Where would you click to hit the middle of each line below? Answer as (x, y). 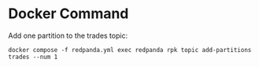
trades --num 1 (33, 57)
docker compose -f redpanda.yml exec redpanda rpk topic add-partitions (130, 50)
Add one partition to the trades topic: (68, 35)
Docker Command (68, 14)
